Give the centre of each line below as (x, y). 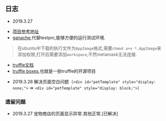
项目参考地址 (25, 31)
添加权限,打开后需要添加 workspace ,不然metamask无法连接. (77, 54)
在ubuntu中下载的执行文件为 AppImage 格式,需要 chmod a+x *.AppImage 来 (89, 48)
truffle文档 (23, 65)
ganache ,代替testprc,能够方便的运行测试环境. (59, 37)
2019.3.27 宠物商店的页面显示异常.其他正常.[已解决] (65, 114)
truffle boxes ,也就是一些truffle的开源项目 (54, 71)
